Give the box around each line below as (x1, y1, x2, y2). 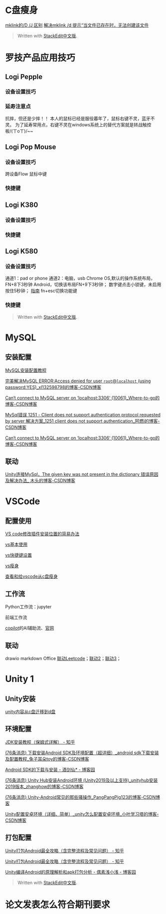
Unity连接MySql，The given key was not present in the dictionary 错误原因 (5, 472, 159, 478)
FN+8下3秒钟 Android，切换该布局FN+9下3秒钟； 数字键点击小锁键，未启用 (5, 282, 162, 288)
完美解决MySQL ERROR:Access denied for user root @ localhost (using (5, 378, 151, 384)
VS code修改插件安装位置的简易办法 (5, 531, 80, 537)
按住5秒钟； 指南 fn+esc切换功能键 (5, 288, 77, 294)
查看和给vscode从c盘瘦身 (5, 573, 58, 579)
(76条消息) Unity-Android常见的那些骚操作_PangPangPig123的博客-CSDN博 (5, 794, 161, 800)
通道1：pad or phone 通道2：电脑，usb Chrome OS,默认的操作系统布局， (5, 275, 156, 281)
